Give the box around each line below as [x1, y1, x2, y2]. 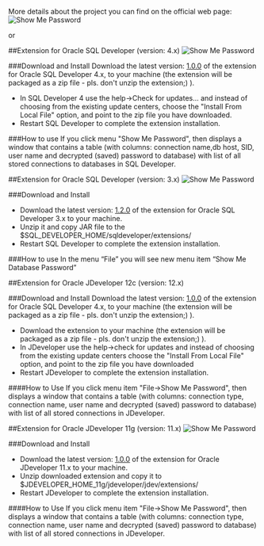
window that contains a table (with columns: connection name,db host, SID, [8, 143, 254, 151]
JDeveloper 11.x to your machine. [19, 463, 128, 472]
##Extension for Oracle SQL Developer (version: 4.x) [8, 46, 180, 55]
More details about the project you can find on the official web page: [8, 7, 232, 16]
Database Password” [8, 263, 77, 272]
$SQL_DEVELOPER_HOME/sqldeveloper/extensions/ [19, 231, 192, 240]
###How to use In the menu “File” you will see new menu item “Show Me [8, 254, 247, 264]
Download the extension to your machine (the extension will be [19, 326, 226, 335]
